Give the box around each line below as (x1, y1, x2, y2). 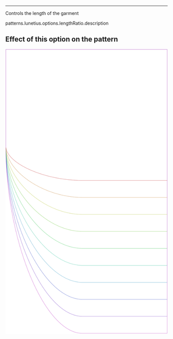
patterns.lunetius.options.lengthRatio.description (5, 20, 109, 26)
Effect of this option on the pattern (5, 35, 118, 44)
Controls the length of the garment (5, 10, 79, 16)
